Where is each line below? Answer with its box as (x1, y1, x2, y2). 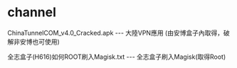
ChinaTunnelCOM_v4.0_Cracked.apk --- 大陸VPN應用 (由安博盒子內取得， (7, 28, 224, 37)
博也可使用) (26, 37, 60, 46)
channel (7, 4, 57, 21)
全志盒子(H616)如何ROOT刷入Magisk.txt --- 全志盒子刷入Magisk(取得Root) (7, 52, 226, 61)
